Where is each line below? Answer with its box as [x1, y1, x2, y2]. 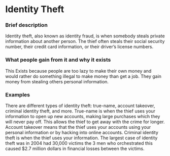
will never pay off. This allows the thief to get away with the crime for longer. [5, 119, 165, 125]
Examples [5, 91, 30, 98]
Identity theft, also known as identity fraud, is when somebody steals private [5, 33, 165, 39]
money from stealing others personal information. [5, 78, 109, 84]
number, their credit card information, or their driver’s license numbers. [5, 44, 154, 50]
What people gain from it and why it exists [5, 57, 111, 64]
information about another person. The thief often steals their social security [5, 38, 165, 44]
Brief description [5, 22, 48, 29]
